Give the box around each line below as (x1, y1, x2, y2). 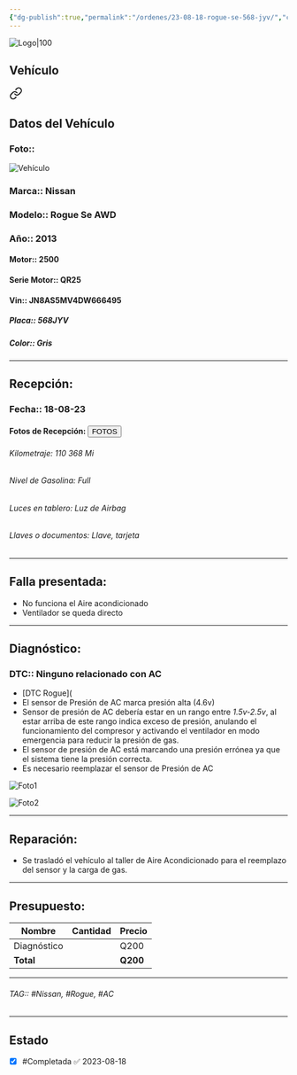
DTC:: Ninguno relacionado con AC (9, 668, 162, 681)
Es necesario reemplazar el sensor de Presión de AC (21, 763, 214, 774)
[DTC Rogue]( (21, 688, 72, 698)
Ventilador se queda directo (21, 607, 124, 618)
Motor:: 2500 (9, 254, 59, 265)
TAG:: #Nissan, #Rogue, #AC (9, 988, 115, 999)
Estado (9, 1032, 49, 1048)
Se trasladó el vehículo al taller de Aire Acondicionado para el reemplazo (21, 855, 287, 866)
